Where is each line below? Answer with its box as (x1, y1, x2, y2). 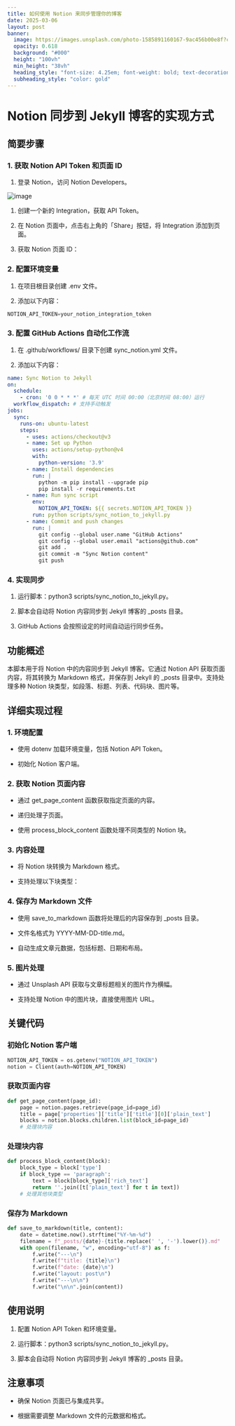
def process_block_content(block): (7, 1158, 111, 1165)
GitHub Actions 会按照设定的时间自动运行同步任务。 (17, 622, 168, 631)
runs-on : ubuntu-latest (20, 420, 90, 427)
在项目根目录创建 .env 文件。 (17, 281, 101, 290)
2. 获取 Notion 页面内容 (7, 779, 86, 788)
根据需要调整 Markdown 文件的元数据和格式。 (17, 1411, 150, 1420)
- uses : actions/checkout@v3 (25, 433, 111, 440)
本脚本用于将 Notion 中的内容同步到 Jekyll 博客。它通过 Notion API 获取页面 (7, 664, 225, 673)
